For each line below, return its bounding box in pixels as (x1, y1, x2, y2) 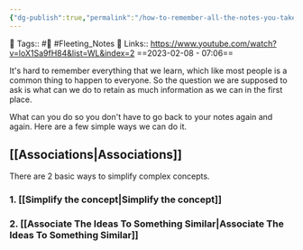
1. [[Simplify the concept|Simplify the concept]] (9, 193, 223, 206)
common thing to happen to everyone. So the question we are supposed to (9, 74, 288, 86)
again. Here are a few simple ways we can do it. (9, 121, 188, 132)
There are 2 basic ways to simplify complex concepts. (9, 171, 210, 181)
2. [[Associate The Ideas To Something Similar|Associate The (9, 218, 284, 230)
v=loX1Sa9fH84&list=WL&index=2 (9, 47, 135, 59)
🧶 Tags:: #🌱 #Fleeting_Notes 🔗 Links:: (9, 38, 149, 49)
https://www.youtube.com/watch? (150, 38, 277, 49)
